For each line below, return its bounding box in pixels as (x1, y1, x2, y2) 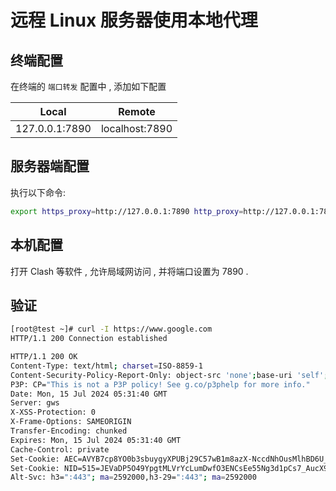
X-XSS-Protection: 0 (10, 407, 97, 418)
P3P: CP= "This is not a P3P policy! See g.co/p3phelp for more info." (10, 379, 311, 390)
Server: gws (10, 398, 60, 408)
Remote (118, 105, 156, 118)
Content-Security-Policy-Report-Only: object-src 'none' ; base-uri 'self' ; (10, 370, 329, 380)
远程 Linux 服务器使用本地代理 (10, 9, 258, 32)
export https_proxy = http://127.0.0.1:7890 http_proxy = (10, 206, 244, 216)
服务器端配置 (10, 158, 90, 175)
